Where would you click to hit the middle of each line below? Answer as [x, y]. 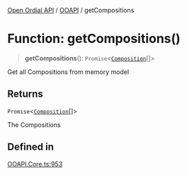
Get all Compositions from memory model [68, 72]
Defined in [31, 147]
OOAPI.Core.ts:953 [35, 164]
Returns [25, 94]
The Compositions [34, 125]
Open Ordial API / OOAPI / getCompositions [71, 10]
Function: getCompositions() [94, 39]
